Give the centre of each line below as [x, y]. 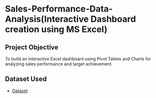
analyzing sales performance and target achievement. [59, 64]
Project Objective [32, 47]
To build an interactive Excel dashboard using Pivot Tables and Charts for [78, 59]
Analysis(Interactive [47, 19]
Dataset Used [26, 79]
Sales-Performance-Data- [59, 9]
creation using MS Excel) [56, 29]
